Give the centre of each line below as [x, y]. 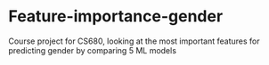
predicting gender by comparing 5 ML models [93, 50]
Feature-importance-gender [116, 16]
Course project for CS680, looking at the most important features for [134, 41]
